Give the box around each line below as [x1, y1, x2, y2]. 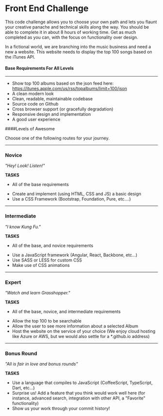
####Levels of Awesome [5, 126, 55, 132]
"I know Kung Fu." [5, 224, 41, 230]
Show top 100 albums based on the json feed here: [12, 80, 114, 86]
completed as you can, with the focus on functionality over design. [5, 34, 138, 40]
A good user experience [12, 117, 61, 123]
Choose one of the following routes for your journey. [5, 135, 110, 141]
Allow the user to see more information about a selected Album [12, 323, 138, 329]
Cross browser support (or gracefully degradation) [12, 106, 114, 112]
